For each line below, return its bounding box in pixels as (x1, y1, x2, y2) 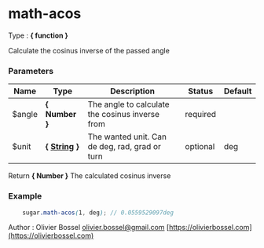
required (185, 109, 217, 120)
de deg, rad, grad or (87, 141, 161, 152)
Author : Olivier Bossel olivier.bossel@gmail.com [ (8, 223, 170, 232)
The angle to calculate (87, 99, 170, 110)
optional (185, 141, 215, 152)
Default (223, 86, 252, 97)
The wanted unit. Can (87, 131, 167, 142)
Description (109, 86, 156, 97)
